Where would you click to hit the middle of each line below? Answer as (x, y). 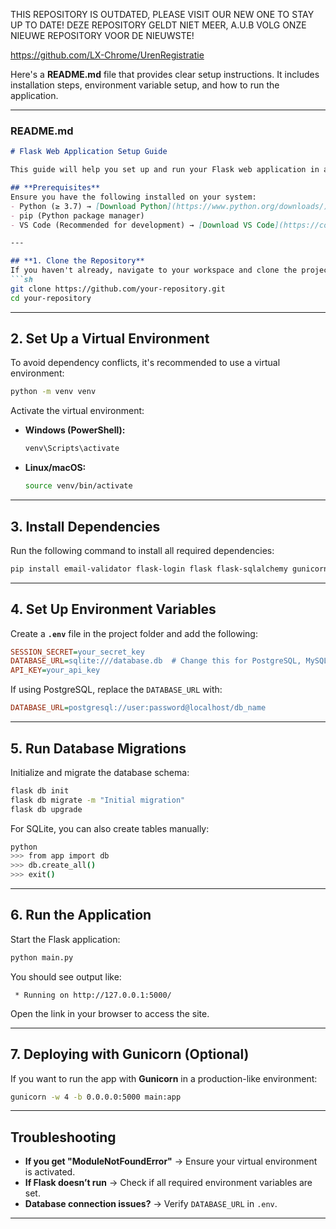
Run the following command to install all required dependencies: (142, 550)
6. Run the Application (81, 915)
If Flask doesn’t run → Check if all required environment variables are (168, 1183)
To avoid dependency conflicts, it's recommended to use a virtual (145, 363)
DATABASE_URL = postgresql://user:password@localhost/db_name (138, 708)
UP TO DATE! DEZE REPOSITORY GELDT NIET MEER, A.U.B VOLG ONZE (158, 25)
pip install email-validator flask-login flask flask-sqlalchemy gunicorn (169, 569)
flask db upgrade (46, 809)
